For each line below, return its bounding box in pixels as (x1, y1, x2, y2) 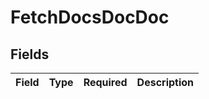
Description (136, 76, 195, 89)
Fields (10, 46, 50, 63)
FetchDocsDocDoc (10, 6, 170, 29)
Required (83, 76, 128, 89)
